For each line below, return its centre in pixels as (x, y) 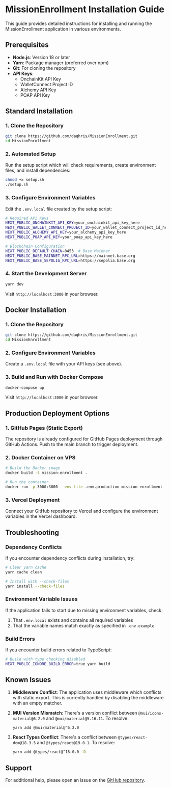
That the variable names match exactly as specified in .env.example (83, 625)
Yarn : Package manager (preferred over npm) (61, 63)
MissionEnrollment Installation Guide (85, 9)
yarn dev (15, 284)
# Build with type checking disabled (45, 659)
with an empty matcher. (37, 703)
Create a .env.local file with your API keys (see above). (64, 364)
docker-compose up (25, 388)
